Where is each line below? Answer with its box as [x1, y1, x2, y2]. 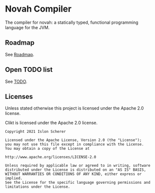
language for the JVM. [5, 24, 50, 30]
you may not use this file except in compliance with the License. [5, 142, 144, 147]
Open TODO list [5, 65, 53, 74]
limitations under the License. [5, 184, 70, 190]
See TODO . [5, 79, 28, 84]
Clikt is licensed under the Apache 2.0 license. [5, 120, 98, 126]
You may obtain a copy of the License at [5, 146, 90, 151]
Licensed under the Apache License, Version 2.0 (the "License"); [5, 138, 142, 143]
